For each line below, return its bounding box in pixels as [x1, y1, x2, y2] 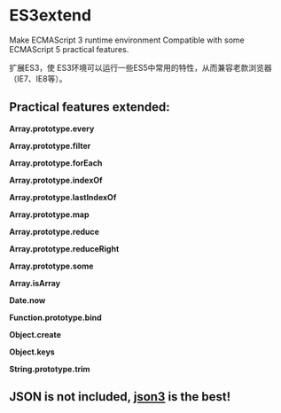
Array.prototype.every [9, 123, 95, 134]
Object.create [9, 329, 62, 339]
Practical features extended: [9, 99, 170, 115]
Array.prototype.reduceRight [9, 243, 120, 253]
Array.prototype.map [9, 209, 90, 220]
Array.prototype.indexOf [9, 175, 104, 185]
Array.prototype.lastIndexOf [9, 191, 117, 202]
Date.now [9, 294, 46, 306]
